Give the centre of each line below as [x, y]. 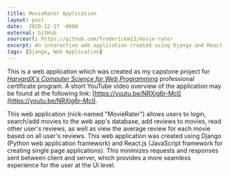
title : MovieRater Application [52, 13]
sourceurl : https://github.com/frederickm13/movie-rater [90, 39]
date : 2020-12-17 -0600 [43, 26]
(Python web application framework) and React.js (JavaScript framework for [115, 143]
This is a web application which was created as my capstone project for [108, 71]
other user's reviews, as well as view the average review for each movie [109, 129]
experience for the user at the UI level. [61, 165]
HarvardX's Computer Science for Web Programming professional [101, 78]
